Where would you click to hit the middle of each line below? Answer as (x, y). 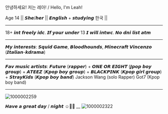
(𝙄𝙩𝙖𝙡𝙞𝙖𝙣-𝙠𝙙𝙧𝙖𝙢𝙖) (25, 52)
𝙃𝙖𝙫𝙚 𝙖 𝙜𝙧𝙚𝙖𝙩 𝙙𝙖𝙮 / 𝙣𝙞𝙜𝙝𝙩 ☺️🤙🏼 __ (43, 106)
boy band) (16, 82)
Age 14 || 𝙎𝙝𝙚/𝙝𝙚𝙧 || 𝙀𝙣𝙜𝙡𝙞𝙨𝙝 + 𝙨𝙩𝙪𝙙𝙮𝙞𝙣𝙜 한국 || (56, 18)
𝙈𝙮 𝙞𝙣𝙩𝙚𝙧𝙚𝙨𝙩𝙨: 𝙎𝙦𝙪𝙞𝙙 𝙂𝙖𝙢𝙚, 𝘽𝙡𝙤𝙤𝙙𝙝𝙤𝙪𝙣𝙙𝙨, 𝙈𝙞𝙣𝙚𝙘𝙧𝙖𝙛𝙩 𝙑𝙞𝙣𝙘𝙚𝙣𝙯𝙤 (78, 47)
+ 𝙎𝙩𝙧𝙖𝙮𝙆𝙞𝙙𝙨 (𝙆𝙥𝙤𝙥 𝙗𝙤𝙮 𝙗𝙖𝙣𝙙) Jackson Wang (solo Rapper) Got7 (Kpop (82, 77)
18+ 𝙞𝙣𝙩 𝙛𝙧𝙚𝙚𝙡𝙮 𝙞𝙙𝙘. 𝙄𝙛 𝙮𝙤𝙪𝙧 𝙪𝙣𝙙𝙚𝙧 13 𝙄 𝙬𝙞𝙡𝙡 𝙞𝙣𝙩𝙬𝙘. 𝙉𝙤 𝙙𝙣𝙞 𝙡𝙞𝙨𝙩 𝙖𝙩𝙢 (78, 32)
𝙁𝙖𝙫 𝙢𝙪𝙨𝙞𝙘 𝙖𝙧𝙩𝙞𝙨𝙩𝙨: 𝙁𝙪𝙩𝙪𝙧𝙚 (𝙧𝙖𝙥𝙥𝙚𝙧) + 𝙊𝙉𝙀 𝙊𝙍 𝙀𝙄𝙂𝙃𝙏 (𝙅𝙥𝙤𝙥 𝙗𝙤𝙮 (78, 66)
